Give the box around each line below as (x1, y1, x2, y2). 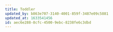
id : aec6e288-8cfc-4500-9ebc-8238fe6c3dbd (5, 20, 91, 25)
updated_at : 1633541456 (5, 16, 53, 20)
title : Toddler (5, 7, 36, 12)
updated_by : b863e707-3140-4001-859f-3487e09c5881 (5, 11, 109, 16)
